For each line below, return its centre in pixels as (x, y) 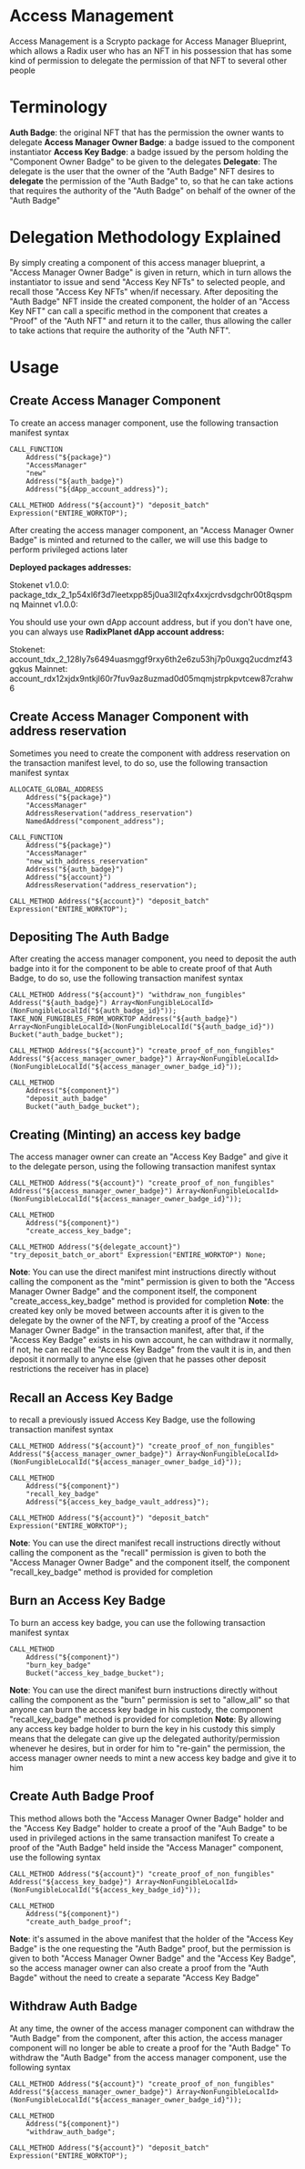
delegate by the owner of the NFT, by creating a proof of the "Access (139, 1321)
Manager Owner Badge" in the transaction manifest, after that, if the (137, 1330)
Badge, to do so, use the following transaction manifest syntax (127, 979)
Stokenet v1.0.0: (40, 584)
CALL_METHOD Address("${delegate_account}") (95, 1247)
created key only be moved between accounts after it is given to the (137, 1311)
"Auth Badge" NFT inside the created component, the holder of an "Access (150, 301)
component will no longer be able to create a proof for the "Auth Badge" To (150, 2048)
